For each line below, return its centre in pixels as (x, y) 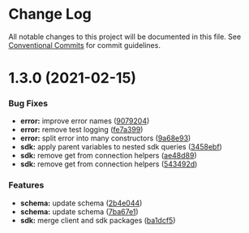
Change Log (50, 14)
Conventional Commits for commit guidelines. (84, 45)
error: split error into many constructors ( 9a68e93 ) (105, 138)
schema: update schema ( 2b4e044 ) (81, 203)
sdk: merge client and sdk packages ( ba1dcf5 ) (98, 220)
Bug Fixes (28, 104)
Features (26, 185)
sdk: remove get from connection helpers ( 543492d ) (109, 164)
